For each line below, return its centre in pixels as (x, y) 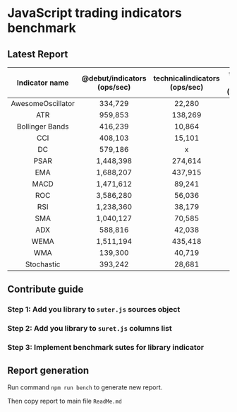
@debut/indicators (114, 78)
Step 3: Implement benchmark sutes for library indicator (106, 348)
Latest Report (38, 54)
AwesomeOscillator (43, 104)
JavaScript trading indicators (95, 13)
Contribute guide (45, 289)
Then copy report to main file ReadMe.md (65, 401)
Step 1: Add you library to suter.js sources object (94, 310)
